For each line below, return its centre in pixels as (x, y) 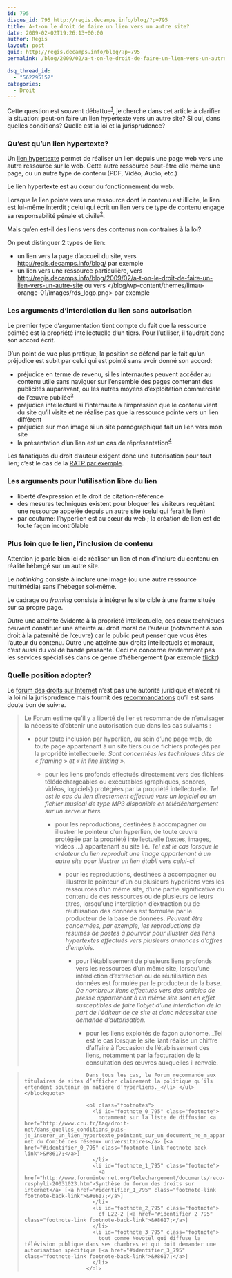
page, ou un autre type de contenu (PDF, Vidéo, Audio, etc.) (93, 173)
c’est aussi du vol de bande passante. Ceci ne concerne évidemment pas (111, 650)
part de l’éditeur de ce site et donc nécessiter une (146, 1013)
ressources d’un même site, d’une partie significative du (145, 889)
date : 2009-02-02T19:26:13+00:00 (55, 33)
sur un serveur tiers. (73, 811)
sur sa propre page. (35, 608)
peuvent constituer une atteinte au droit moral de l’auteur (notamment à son (115, 628)
